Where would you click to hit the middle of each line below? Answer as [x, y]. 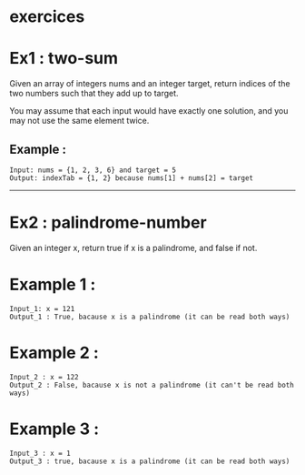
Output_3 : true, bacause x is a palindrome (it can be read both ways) [150, 461]
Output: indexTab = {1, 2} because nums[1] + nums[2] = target [132, 178]
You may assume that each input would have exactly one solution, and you [149, 111]
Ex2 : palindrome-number [108, 222]
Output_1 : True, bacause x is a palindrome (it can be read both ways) [150, 317]
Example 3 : [54, 429]
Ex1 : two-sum [64, 59]
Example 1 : [53, 285]
